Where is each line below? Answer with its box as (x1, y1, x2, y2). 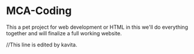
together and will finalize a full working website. (6, 29, 122, 36)
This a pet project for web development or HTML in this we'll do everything (6, 23, 189, 31)
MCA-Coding (6, 4, 72, 18)
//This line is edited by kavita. (6, 41, 78, 48)
